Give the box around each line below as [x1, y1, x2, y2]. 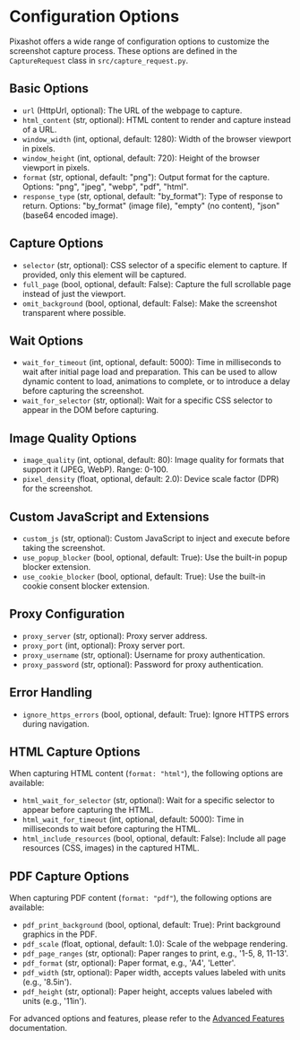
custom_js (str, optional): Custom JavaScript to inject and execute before [21, 533, 291, 544]
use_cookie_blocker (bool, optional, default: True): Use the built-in [21, 572, 266, 581]
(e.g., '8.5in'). [21, 976, 73, 988]
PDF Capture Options [9, 869, 130, 884]
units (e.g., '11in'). [21, 996, 87, 1007]
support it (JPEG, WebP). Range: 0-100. [21, 464, 168, 475]
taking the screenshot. [21, 543, 106, 553]
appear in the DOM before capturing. [21, 405, 159, 415]
